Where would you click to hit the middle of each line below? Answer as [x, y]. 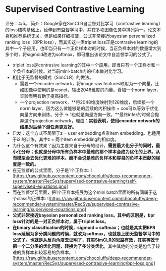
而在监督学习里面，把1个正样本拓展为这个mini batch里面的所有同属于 [83, 192]
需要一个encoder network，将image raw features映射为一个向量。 [87, 83]
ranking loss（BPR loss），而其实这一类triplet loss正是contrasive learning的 [82, 42]
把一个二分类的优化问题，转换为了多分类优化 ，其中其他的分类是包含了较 [86, 246]
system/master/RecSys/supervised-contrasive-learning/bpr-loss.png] [83, 263]
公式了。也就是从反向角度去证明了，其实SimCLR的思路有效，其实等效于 [86, 240]
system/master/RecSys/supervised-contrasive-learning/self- [75, 181]
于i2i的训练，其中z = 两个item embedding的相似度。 [65, 139]
